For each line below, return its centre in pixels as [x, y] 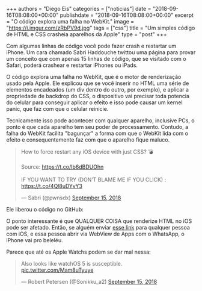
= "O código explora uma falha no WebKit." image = [70, 21]
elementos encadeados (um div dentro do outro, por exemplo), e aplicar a [98, 89]
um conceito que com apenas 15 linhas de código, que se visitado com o [96, 59]
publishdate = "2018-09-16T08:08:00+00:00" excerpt [127, 15]
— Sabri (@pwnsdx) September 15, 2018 [71, 198]
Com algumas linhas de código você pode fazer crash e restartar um [91, 46]
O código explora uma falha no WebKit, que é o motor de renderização [94, 77]
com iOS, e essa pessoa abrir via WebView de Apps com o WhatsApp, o [95, 234]
